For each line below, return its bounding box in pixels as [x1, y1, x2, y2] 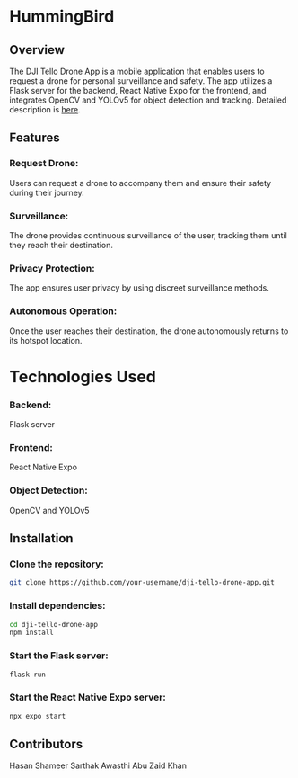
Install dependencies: [9, 600, 106, 613]
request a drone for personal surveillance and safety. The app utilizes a [9, 76, 273, 86]
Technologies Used [9, 366, 157, 387]
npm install [9, 628, 54, 638]
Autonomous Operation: [9, 305, 118, 317]
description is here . [9, 104, 81, 114]
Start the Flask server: [9, 649, 110, 662]
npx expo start [9, 711, 66, 720]
